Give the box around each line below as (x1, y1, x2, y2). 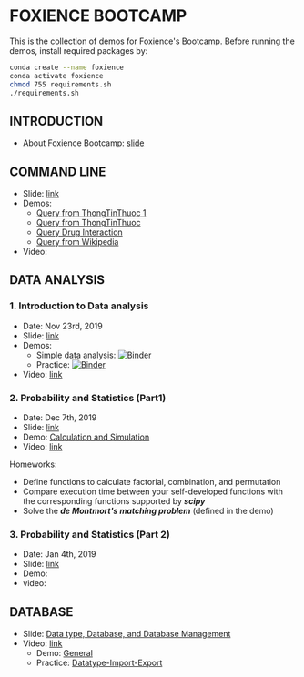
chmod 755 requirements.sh (9, 79, 112, 89)
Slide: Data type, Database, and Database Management (22, 629, 231, 640)
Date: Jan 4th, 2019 (22, 549, 97, 560)
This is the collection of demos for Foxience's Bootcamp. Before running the (9, 35, 296, 46)
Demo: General (35, 648, 94, 659)
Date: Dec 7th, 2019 (22, 412, 97, 423)
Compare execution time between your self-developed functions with (22, 486, 284, 497)
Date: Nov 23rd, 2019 (22, 320, 103, 331)
